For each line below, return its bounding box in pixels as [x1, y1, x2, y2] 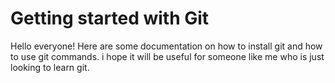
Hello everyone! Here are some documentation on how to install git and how [10, 40, 323, 52]
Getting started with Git [10, 7, 210, 30]
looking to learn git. [10, 61, 90, 73]
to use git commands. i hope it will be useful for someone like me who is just [10, 50, 325, 62]
